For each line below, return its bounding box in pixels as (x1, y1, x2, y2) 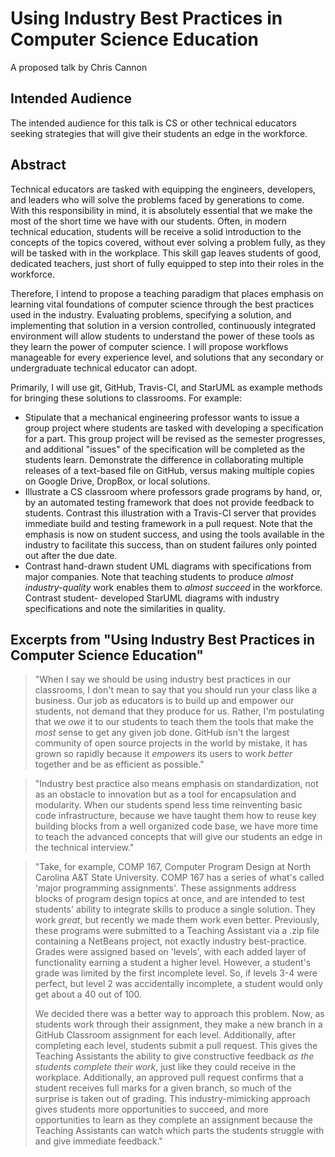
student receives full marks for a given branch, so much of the (34, 1082, 292, 1094)
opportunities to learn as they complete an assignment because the (34, 1114, 313, 1126)
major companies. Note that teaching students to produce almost (24, 570, 294, 582)
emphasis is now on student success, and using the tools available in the (24, 528, 325, 540)
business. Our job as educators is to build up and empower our (34, 695, 295, 707)
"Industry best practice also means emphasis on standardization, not (34, 778, 319, 790)
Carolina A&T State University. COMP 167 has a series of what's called (34, 872, 325, 884)
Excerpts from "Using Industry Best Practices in (10, 631, 315, 648)
